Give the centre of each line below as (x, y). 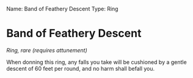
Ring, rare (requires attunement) (47, 50)
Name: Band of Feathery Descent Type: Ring (62, 9)
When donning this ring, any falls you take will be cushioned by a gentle (97, 62)
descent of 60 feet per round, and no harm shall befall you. (81, 68)
